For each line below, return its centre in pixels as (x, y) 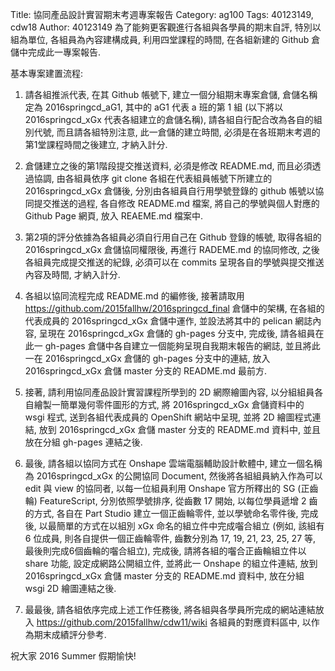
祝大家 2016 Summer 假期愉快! (73, 656)
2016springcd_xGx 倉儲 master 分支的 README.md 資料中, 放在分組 (164, 576)
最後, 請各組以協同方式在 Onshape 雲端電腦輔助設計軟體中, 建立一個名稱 (173, 463)
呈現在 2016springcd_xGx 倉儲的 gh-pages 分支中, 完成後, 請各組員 (177, 333)
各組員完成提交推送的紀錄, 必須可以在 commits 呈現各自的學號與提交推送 (174, 262)
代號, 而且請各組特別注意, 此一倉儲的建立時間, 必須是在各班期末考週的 (177, 132)
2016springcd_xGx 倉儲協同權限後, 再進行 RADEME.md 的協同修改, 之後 (172, 249)
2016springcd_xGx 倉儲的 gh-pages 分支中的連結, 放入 (157, 358)
